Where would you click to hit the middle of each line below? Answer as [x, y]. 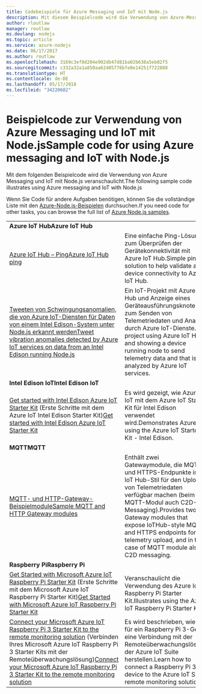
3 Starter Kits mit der [38, 651]
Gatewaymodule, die [153, 464]
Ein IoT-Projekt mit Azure [160, 290]
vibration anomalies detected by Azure [64, 339]
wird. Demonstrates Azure [160, 422]
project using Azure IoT [157, 335]
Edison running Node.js [42, 354]
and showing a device [155, 343]
